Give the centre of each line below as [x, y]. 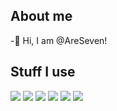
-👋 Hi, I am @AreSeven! [59, 40]
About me [41, 16]
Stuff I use [43, 72]
